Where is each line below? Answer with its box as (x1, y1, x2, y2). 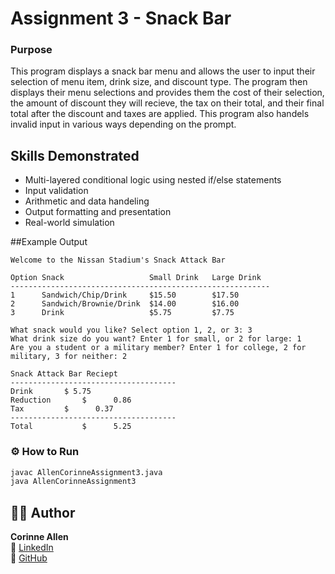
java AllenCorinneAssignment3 (10, 477, 137, 487)
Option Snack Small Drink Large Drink (10, 273, 262, 283)
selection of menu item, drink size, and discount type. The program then (10, 76, 308, 88)
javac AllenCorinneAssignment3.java (10, 467, 163, 477)
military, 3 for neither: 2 (10, 352, 128, 362)
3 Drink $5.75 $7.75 (10, 308, 235, 318)
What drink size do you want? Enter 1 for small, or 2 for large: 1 (10, 334, 302, 344)
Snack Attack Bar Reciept (10, 369, 118, 379)
